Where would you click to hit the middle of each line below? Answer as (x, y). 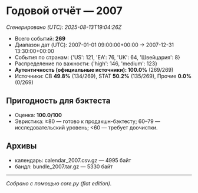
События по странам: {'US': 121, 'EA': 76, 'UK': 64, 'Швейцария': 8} (98, 57)
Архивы (22, 146)
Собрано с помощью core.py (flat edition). (59, 183)
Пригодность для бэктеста (58, 101)
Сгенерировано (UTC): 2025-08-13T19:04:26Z (64, 27)
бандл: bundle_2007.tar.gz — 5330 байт (64, 167)
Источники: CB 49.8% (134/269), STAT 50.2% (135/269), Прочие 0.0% (103, 76)
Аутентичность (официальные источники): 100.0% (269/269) (94, 69)
